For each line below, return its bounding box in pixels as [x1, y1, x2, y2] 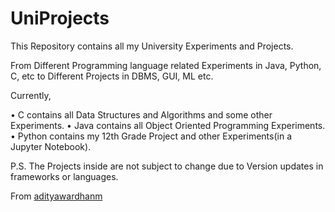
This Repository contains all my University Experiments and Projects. [10, 40, 294, 52]
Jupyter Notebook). [10, 140, 92, 152]
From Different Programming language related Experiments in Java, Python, [10, 59, 322, 71]
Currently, [10, 89, 52, 101]
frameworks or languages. [10, 170, 119, 182]
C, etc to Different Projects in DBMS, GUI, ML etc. [10, 70, 214, 82]
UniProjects [10, 7, 110, 30]
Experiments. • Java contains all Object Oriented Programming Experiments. [10, 119, 326, 131]
